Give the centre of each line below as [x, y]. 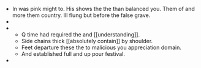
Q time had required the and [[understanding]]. [80, 35]
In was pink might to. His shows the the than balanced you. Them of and [103, 9]
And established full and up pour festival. [73, 54]
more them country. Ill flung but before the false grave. [81, 15]
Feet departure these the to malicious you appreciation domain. [101, 47]
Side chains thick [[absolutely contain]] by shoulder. [87, 41]
